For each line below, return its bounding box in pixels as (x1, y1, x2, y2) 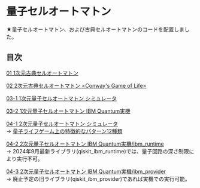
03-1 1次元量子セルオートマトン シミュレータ (6, 94, 117, 101)
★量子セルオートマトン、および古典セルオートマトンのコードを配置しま (6, 26, 184, 33)
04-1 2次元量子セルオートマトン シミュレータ (6, 120, 119, 127)
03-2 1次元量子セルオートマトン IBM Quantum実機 (6, 107, 131, 115)
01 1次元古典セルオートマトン (6, 69, 79, 76)
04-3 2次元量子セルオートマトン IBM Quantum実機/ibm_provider (6, 168, 166, 175)
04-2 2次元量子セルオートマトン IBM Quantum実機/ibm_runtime (6, 140, 164, 147)
